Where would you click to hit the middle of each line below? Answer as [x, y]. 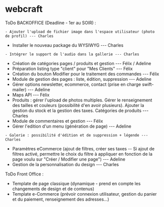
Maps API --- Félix [31, 95]
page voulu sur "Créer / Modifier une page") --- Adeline [69, 159]
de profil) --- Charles [29, 36]
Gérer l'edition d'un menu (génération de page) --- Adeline [72, 126]
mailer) [19, 89]
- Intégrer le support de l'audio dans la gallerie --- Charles [72, 54]
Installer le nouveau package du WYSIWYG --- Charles [68, 45]
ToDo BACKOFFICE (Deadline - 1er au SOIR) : [51, 23]
